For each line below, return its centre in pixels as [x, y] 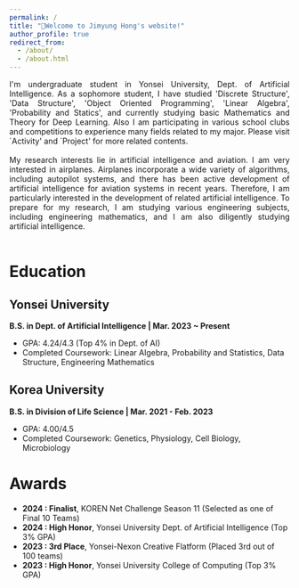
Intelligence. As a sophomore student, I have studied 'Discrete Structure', [149, 94]
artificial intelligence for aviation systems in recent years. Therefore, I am [149, 188]
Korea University [57, 390]
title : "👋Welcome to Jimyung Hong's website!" [97, 26]
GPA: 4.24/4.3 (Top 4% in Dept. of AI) [91, 343]
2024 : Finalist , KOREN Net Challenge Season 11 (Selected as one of [148, 508]
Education [48, 272]
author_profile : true [49, 34]
